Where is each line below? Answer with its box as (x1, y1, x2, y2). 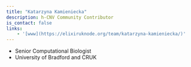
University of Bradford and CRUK (14, 54, 97, 61)
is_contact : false (6, 20, 52, 26)
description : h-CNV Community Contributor (6, 14, 114, 20)
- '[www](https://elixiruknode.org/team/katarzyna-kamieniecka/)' (17, 31, 186, 37)
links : (6, 25, 23, 32)
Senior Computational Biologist (14, 47, 92, 54)
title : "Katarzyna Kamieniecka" (6, 8, 87, 15)
